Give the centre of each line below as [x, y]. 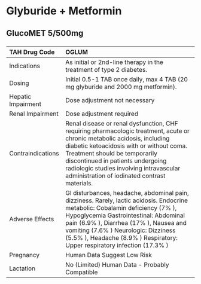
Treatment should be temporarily [111, 153]
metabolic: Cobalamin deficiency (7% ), [121, 207]
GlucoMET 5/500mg [45, 33]
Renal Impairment [34, 114]
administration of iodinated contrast [115, 176]
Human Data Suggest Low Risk [109, 255]
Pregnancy [25, 255]
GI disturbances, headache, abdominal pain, [127, 193]
